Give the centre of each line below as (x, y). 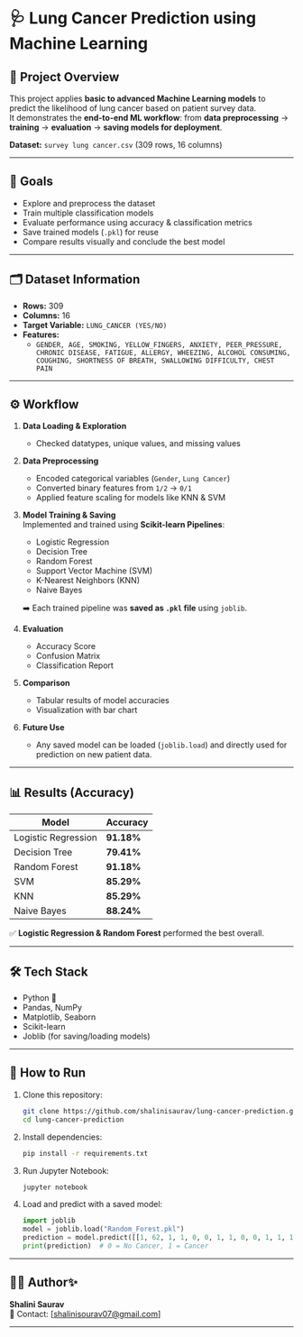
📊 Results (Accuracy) (72, 792)
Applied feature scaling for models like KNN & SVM (131, 498)
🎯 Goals (32, 182)
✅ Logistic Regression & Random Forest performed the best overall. (137, 933)
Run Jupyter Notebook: (66, 1170)
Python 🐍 (39, 998)
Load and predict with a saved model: (92, 1204)
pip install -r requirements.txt (85, 1153)
